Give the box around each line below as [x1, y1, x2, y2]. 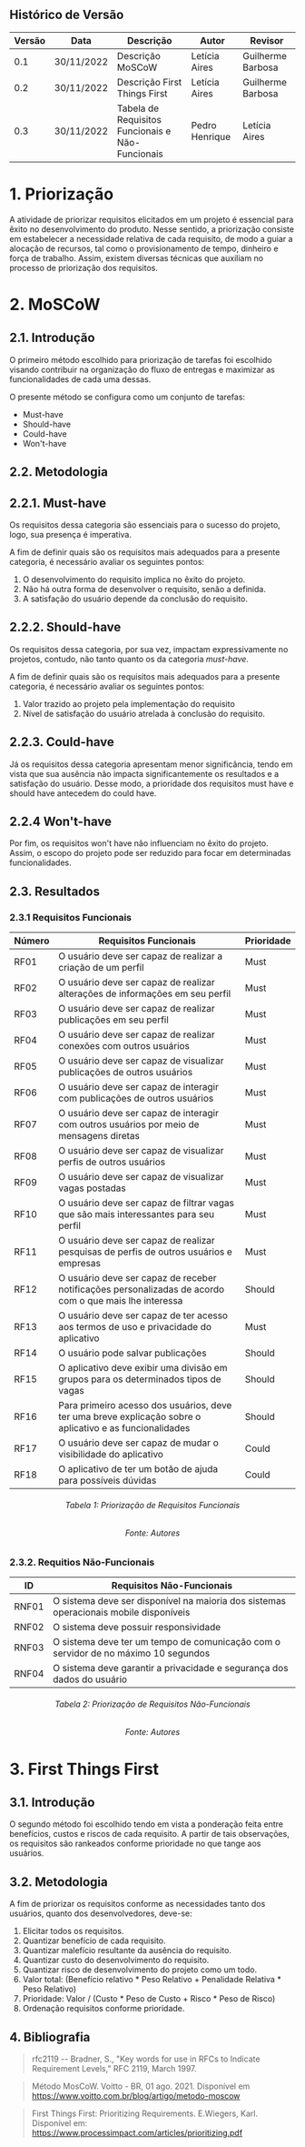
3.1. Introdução [9, 1795, 95, 1810]
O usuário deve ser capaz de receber [58, 1272, 217, 1285]
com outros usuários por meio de [58, 1118, 200, 1131]
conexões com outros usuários [58, 1040, 191, 1053]
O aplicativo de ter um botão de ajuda [58, 1463, 219, 1476]
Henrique [191, 130, 231, 143]
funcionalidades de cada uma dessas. [9, 373, 152, 385]
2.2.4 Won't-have [9, 813, 112, 829]
